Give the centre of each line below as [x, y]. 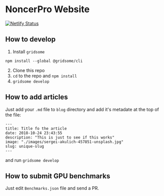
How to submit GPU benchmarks [58, 176]
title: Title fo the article [36, 128]
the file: [13, 115]
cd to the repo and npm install [45, 76]
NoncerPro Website [47, 9]
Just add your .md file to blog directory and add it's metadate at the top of [82, 109]
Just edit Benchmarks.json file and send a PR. [52, 188]
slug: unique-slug [25, 146]
